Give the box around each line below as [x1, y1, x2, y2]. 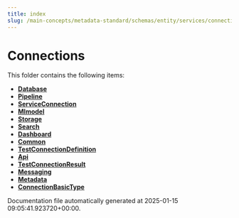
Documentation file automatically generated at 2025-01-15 [7, 197, 179, 205]
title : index [7, 10, 46, 18]
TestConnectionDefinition [17, 145, 97, 153]
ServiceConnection [17, 100, 77, 109]
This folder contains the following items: [7, 71, 125, 80]
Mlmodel [17, 107, 45, 116]
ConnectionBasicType [17, 182, 85, 192]
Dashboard [17, 130, 52, 138]
